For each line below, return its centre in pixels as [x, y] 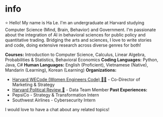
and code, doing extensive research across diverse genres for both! [73, 45]
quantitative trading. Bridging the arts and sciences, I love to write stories [78, 40]
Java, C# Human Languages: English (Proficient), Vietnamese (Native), [77, 65]
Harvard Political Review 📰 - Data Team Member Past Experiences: [80, 90]
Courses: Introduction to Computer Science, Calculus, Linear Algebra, [75, 54]
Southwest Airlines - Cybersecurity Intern [54, 100]
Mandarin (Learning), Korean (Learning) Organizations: [61, 70]
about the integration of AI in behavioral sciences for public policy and [75, 34]
